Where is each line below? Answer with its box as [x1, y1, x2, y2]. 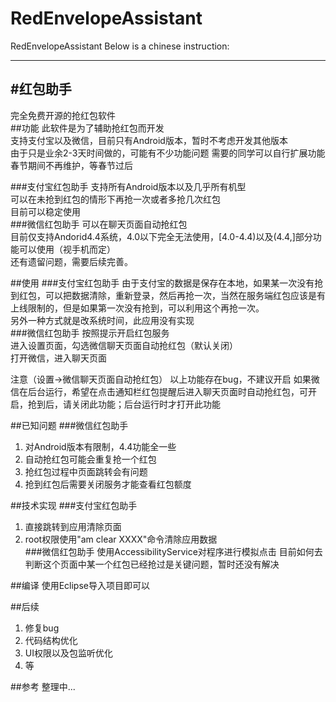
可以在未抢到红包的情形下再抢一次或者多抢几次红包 [10, 193, 221, 205]
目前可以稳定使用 [10, 205, 81, 217]
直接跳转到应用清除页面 [24, 520, 122, 532]
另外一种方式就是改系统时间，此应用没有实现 [10, 314, 195, 326]
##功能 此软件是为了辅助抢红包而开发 [10, 122, 165, 134]
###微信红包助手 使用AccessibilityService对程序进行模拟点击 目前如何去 [24, 545, 323, 557]
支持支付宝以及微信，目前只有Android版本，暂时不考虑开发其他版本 [10, 134, 288, 146]
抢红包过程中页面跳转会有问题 [24, 465, 148, 477]
